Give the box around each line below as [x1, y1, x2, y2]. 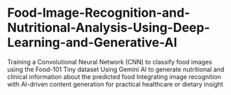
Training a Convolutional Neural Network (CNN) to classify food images [7, 57, 213, 66]
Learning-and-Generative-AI [7, 35, 178, 50]
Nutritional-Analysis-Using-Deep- [7, 20, 211, 36]
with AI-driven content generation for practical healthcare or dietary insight [7, 80, 223, 88]
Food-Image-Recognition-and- [7, 5, 191, 21]
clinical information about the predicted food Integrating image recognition [7, 72, 222, 81]
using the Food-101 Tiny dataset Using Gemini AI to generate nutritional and [7, 65, 225, 73]
